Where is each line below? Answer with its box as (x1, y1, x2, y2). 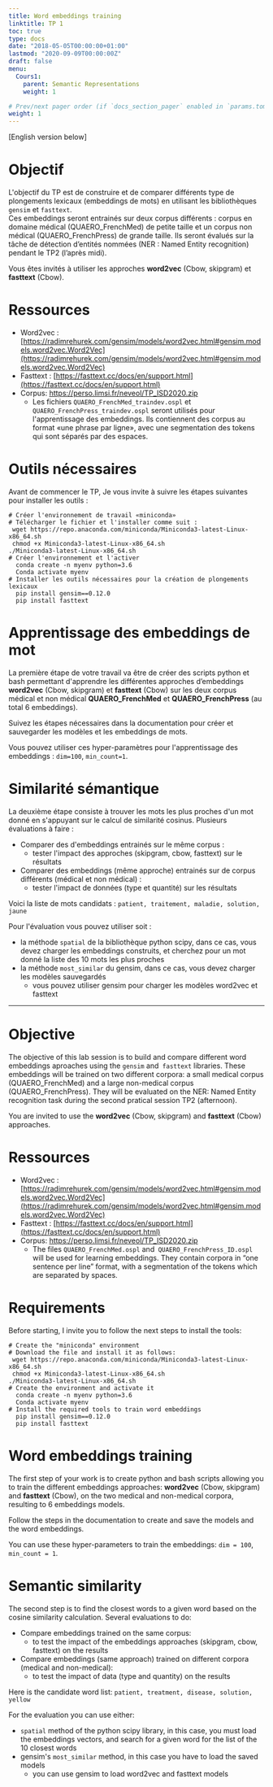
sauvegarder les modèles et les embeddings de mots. (8, 726, 188, 736)
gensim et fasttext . (8, 205, 72, 215)
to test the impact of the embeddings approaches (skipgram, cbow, (32, 1637, 258, 1646)
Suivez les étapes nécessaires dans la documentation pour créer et (8, 717, 234, 728)
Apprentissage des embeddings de (8, 624, 250, 643)
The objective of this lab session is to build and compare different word (8, 1052, 247, 1061)
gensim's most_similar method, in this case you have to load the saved (19, 1751, 258, 1761)
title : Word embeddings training (8, 11, 122, 20)
